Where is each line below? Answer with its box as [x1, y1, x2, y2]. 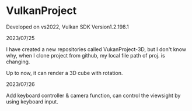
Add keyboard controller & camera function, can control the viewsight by [6, 92, 181, 99]
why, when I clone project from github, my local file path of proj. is [6, 52, 165, 59]
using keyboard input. [6, 98, 58, 105]
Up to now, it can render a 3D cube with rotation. [6, 69, 123, 76]
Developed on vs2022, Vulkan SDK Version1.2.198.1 [6, 23, 130, 30]
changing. [6, 58, 30, 65]
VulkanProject [6, 4, 77, 17]
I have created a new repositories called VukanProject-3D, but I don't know [6, 45, 187, 53]
